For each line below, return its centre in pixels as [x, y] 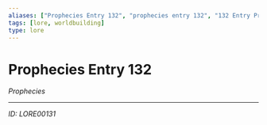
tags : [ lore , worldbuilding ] [56, 23]
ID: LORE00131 [32, 114]
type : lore [26, 30]
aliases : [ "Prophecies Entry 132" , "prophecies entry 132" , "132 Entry [129, 15]
